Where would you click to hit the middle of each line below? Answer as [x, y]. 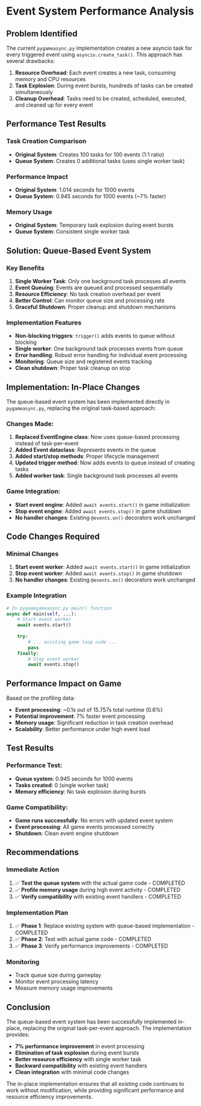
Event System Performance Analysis [100, 11]
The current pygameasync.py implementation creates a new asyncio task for [99, 48]
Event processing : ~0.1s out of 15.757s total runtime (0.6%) [89, 710]
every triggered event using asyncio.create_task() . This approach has [94, 55]
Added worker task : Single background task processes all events [96, 476]
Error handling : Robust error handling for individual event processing [101, 355]
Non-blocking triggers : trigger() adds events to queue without [95, 336]
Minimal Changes [33, 554]
